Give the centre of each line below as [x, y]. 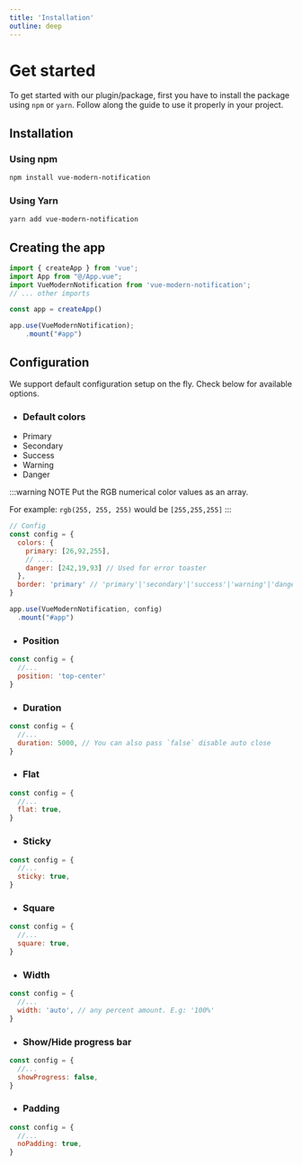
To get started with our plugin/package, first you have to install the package [150, 95]
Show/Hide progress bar [77, 1042]
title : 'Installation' [52, 18]
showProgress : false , [58, 1077]
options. [25, 393]
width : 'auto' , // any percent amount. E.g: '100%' [116, 1010]
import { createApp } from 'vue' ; [74, 268]
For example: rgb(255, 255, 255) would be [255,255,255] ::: [120, 510]
